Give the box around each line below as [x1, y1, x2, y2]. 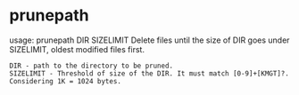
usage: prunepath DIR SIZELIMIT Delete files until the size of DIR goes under [9, 35, 290, 45]
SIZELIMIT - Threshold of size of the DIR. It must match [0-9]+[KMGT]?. [9, 68, 290, 78]
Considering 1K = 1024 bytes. [9, 76, 122, 85]
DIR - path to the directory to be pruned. [9, 61, 174, 70]
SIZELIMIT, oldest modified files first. [9, 44, 145, 54]
